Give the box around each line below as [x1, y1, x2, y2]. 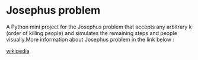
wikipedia [6, 47, 30, 54]
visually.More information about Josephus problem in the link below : [6, 36, 175, 43]
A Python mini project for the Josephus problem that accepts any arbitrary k [6, 23, 192, 30]
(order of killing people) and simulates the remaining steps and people [6, 29, 178, 36]
